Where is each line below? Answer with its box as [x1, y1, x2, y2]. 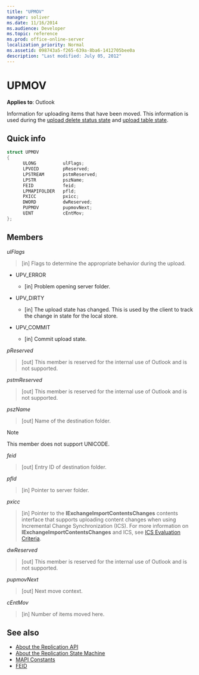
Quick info [7, 133, 46, 144]
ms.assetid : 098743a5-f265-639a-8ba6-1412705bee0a [7, 48, 135, 54]
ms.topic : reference [7, 31, 58, 37]
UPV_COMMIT [15, 323, 51, 331]
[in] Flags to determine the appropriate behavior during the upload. [21, 260, 186, 267]
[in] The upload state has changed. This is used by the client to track [24, 306, 193, 313]
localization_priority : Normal [7, 42, 85, 48]
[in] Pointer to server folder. [21, 486, 89, 493]
